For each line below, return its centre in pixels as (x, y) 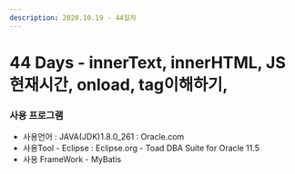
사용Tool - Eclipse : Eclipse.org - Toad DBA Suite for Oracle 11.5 (141, 148)
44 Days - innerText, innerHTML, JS (148, 62)
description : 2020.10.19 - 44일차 (73, 18)
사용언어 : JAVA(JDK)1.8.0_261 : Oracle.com (103, 137)
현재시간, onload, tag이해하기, (119, 85)
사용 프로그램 (36, 115)
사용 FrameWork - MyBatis (72, 159)
